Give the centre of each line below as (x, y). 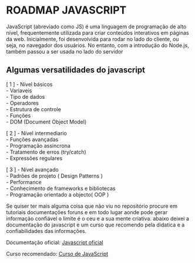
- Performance (24, 182)
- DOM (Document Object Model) (46, 122)
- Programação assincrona (38, 145)
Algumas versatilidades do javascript (76, 70)
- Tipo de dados (26, 96)
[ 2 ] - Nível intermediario (37, 133)
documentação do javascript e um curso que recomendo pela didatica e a (95, 225)
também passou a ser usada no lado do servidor (65, 51)
